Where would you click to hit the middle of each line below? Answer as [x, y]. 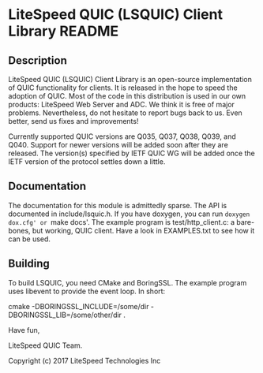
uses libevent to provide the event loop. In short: [87, 291]
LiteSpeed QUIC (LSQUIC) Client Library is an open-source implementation [130, 79]
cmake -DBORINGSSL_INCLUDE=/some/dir [79, 306]
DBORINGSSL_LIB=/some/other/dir [65, 315]
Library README [64, 31]
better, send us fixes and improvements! [73, 121]
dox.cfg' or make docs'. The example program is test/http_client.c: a [122, 222]
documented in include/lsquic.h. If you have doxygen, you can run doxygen [129, 214]
